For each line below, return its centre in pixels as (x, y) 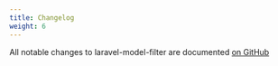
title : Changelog (42, 18)
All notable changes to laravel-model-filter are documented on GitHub (139, 52)
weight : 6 (28, 26)
